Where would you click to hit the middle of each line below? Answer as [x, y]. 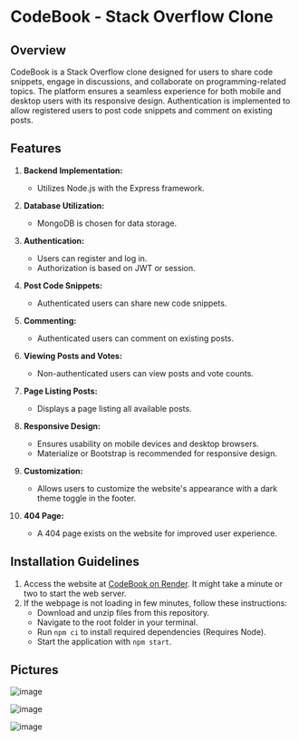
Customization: [53, 471]
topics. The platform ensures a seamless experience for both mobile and [146, 91]
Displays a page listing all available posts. [115, 408]
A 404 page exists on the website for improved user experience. [157, 533]
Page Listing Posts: [60, 391]
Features [36, 148]
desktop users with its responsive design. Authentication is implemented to [150, 101]
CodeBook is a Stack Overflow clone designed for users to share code [142, 72]
